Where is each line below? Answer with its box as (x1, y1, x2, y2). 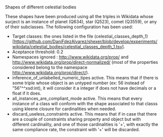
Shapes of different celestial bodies (5, 4, 77, 10)
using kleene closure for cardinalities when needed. (12, 106, 116, 112)
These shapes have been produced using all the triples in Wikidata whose (5, 14, 154, 19)
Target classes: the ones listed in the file (12, 34, 94, 39)
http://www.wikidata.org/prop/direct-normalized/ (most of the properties (12, 59, 159, 65)
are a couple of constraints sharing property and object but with (12, 117, 141, 122)
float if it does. (12, 90, 41, 96)
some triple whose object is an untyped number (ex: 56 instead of (12, 80, 145, 86)
